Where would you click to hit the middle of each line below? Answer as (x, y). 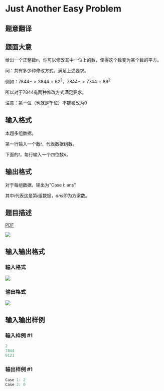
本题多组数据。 (21, 133)
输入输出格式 (25, 251)
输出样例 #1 (19, 369)
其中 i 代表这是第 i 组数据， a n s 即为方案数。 (48, 195)
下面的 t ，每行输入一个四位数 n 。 (38, 154)
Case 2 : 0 (16, 384)
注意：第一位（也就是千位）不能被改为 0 (46, 103)
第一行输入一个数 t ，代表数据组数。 (41, 144)
